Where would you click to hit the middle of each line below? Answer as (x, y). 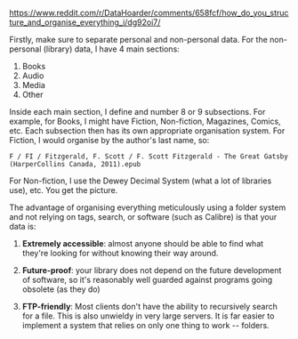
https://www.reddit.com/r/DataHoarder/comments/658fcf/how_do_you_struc (149, 13)
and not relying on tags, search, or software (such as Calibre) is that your (143, 217)
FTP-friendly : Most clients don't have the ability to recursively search (149, 307)
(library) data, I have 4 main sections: (111, 49)
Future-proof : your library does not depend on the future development (152, 270)
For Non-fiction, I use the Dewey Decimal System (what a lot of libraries (141, 181)
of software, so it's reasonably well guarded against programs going (147, 280)
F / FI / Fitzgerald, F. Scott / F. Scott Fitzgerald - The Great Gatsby (149, 157)
